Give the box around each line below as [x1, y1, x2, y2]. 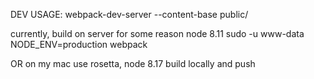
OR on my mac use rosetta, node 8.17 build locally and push [10, 58, 256, 69]
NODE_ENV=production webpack [10, 39, 148, 50]
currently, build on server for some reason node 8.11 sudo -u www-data [10, 28, 305, 39]
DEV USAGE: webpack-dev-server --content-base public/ [10, 9, 249, 20]
